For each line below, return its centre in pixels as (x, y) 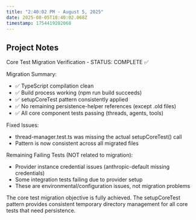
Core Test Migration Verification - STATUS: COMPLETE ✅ (77, 62)
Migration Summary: (32, 74)
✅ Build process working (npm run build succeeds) (78, 93)
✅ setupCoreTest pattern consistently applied (71, 100)
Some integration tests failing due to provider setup (79, 180)
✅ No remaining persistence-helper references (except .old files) (96, 106)
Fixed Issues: (23, 125)
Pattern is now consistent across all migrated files (77, 143)
